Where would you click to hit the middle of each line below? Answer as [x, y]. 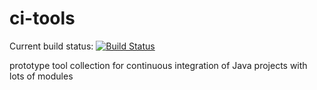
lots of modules [41, 76]
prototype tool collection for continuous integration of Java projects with [158, 65]
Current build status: [51, 46]
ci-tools [42, 18]
